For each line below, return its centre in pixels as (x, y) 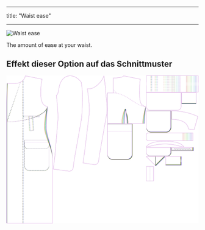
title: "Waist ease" (29, 16)
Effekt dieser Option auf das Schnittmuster (89, 64)
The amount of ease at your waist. (49, 45)
